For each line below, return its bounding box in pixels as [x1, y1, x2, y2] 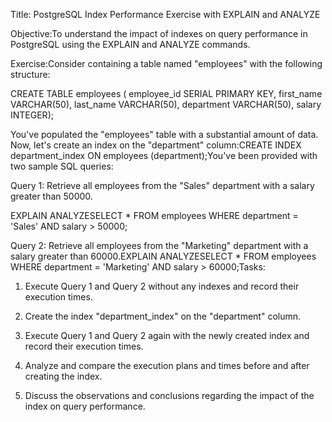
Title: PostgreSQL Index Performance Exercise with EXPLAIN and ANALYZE [10, 9, 321, 20]
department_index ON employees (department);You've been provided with [10, 150, 318, 161]
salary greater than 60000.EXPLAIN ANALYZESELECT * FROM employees [10, 250, 317, 262]
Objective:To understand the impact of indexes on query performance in [10, 28, 308, 39]
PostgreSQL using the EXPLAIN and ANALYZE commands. [10, 39, 251, 50]
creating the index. [24, 370, 103, 382]
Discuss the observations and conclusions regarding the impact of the [24, 390, 315, 401]
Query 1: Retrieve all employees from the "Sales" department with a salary [10, 180, 315, 191]
